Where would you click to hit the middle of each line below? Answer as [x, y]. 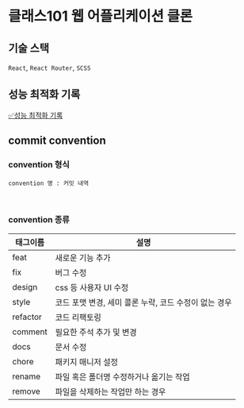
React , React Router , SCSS [50, 67]
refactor [27, 317]
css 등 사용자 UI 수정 [92, 287]
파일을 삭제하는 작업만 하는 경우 [111, 391]
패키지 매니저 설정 [87, 362]
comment [30, 332]
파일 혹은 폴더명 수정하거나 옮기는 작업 [122, 376]
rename [27, 376]
